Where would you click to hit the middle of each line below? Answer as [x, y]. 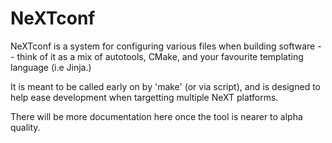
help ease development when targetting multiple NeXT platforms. [144, 97]
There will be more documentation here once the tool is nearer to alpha [156, 116]
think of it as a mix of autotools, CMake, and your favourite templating [160, 56]
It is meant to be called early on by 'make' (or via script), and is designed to [165, 86]
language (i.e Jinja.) [51, 67]
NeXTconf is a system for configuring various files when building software [163, 46]
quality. [25, 127]
